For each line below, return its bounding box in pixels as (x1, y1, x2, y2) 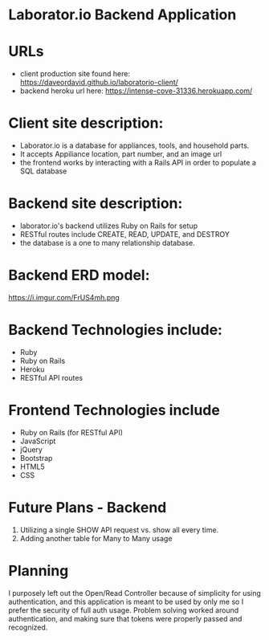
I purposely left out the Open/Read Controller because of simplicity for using (8, 588, 261, 597)
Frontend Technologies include (8, 402, 221, 419)
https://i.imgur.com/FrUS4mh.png (8, 292, 120, 302)
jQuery (19, 444, 43, 455)
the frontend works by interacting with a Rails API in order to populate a (19, 158, 257, 168)
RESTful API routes (19, 373, 83, 382)
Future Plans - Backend (8, 499, 167, 516)
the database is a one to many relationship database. (19, 238, 195, 247)
